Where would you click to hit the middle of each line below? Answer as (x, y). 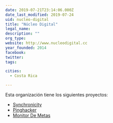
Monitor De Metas (32, 115)
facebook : (16, 52)
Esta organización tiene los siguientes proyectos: (57, 95)
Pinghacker (24, 110)
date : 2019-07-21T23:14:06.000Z (39, 10)
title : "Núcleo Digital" (32, 24)
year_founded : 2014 (26, 48)
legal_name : (18, 29)
